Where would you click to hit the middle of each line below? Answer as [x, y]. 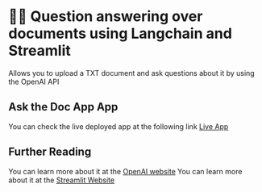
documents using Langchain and [120, 33]
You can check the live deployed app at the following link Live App [119, 126]
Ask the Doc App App [63, 107]
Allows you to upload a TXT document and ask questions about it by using [132, 73]
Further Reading [50, 152]
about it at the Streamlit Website [62, 180]
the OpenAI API [34, 81]
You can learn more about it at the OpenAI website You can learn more [125, 171]
